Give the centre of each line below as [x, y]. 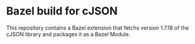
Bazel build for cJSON [62, 11]
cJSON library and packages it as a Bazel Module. [68, 34]
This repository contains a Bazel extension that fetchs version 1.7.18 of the [98, 28]
